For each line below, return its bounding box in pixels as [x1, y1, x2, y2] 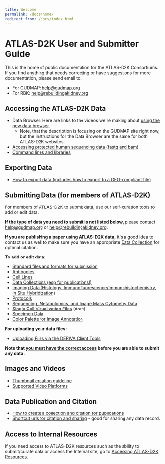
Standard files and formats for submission [12, 263, 98, 269]
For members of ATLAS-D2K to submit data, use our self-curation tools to [5, 204, 155, 210]
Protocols [12, 295, 32, 301]
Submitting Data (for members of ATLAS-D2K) [5, 191, 151, 200]
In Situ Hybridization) [12, 290, 56, 296]
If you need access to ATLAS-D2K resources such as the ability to [5, 443, 140, 449]
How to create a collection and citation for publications [12, 411, 124, 416]
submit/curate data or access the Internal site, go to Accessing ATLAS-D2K [5, 449, 159, 455]
